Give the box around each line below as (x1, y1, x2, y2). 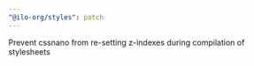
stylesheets (8, 46, 50, 57)
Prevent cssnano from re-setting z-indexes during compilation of (8, 37, 245, 48)
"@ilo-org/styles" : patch (8, 12, 104, 22)
